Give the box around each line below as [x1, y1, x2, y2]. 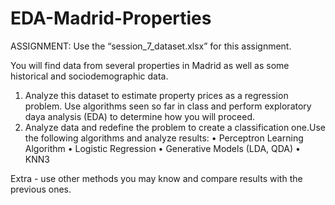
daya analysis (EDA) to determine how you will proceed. [24, 110, 256, 122]
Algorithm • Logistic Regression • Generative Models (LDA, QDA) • [24, 142, 301, 154]
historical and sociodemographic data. [10, 70, 169, 82]
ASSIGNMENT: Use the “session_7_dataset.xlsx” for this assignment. [10, 40, 292, 52]
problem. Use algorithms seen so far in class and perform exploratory [24, 100, 312, 112]
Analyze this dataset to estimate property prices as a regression [24, 89, 289, 101]
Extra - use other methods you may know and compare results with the [10, 172, 303, 184]
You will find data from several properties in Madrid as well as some [10, 59, 290, 71]
